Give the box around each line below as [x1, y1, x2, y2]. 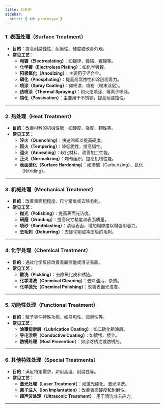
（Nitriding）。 [19, 168, 48, 174]
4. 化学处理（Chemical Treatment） [5, 247, 91, 254]
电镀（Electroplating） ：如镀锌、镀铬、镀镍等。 [19, 58, 116, 64]
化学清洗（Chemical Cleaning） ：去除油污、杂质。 [19, 277, 122, 283]
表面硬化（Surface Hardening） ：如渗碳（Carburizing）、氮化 [19, 162, 143, 168]
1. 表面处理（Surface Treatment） [5, 33, 86, 40]
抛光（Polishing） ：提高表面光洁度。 [19, 210, 93, 216]
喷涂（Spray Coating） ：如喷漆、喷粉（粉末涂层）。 [19, 82, 123, 88]
